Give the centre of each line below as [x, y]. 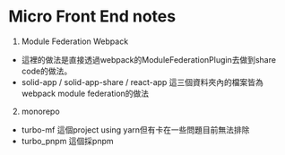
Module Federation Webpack [75, 41]
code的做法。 [47, 71]
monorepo [40, 111]
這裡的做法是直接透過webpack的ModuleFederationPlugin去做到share [149, 59]
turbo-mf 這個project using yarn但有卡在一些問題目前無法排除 [135, 129]
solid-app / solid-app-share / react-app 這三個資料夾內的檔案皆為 [142, 82]
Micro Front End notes [92, 17]
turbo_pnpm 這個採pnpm [67, 141]
